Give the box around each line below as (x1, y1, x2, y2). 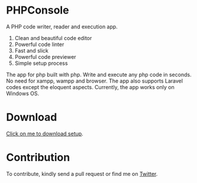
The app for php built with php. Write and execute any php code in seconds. (6, 71, 192, 78)
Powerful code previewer (14, 53, 76, 60)
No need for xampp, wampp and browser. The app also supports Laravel (6, 77, 183, 84)
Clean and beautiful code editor (14, 34, 92, 41)
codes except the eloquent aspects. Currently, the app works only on (6, 83, 175, 90)
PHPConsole (6, 4, 69, 17)
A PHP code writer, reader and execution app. (6, 23, 118, 30)
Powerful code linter (14, 41, 64, 48)
